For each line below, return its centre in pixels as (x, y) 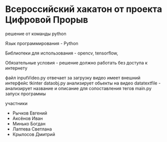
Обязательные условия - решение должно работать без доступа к (76, 62)
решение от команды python (36, 33)
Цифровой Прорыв (47, 20)
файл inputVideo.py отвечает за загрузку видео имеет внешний (73, 77)
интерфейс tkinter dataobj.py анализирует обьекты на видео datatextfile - (83, 83)
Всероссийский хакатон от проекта (84, 9)
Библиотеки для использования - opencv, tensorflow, (62, 53)
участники (16, 103)
